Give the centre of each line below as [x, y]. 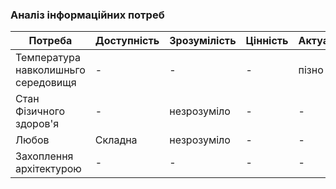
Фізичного [40, 111]
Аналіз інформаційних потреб [87, 15]
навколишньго [50, 70]
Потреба [50, 41]
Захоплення [44, 156]
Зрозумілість [203, 41]
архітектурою [48, 169]
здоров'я [37, 124]
